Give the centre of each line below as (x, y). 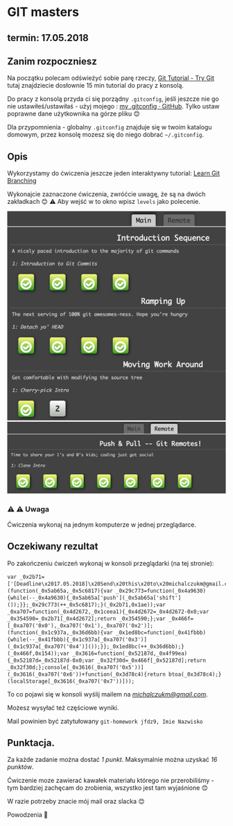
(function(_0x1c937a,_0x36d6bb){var (60, 633)
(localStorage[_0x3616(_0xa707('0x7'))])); (71, 681)
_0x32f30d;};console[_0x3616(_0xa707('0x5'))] (76, 667)
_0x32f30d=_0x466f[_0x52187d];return (152, 660)
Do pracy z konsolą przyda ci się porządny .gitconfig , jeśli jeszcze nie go (113, 99)
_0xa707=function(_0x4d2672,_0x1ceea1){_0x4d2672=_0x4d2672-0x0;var (108, 612)
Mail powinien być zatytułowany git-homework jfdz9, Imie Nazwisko (105, 721)
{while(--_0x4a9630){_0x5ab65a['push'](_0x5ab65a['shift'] (94, 598)
